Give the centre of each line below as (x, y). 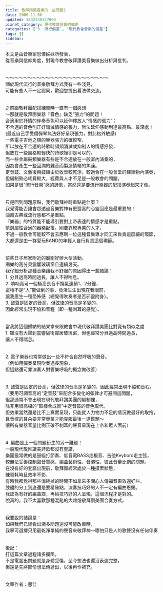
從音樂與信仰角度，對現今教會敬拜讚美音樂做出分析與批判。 (68, 60)
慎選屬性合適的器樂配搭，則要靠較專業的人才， (55, 228)
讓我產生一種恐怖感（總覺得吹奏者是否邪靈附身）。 (58, 296)
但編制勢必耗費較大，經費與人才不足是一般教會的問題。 (64, 178)
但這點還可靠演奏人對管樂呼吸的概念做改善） (53, 369)
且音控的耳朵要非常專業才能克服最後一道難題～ (55, 419)
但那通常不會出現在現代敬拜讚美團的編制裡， (53, 399)
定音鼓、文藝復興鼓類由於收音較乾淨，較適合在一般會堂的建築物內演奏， (81, 172)
